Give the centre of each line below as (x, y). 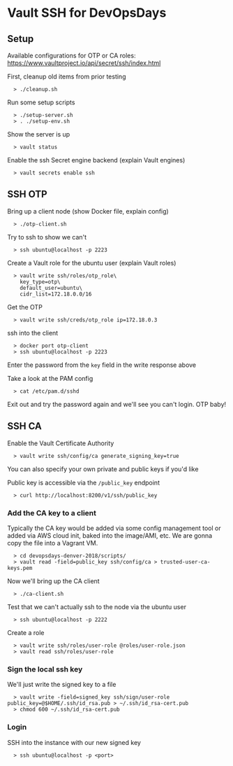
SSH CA (24, 426)
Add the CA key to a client (52, 513)
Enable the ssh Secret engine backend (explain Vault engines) (96, 160)
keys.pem (20, 568)
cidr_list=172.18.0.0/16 (56, 294)
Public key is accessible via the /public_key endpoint (84, 482)
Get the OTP (25, 307)
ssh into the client (33, 333)
